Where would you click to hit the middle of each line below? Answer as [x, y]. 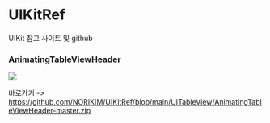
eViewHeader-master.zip [50, 111]
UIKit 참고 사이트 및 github [51, 38]
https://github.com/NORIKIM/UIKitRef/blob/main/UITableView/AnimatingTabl [135, 102]
